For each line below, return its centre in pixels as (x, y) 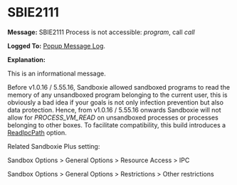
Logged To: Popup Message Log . (56, 46)
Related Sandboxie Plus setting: (54, 146)
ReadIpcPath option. (37, 132)
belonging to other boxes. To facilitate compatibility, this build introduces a (117, 125)
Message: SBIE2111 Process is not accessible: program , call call (101, 32)
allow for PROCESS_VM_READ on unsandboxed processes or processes (113, 117)
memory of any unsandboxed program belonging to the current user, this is (117, 95)
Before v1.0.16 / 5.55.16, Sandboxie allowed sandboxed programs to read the (118, 87)
